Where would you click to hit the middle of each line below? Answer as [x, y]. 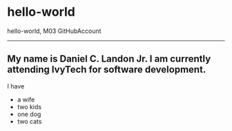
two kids [29, 106]
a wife [26, 99]
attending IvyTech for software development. [107, 70]
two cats [29, 121]
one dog [29, 114]
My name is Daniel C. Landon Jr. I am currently [109, 59]
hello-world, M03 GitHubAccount [54, 31]
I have [16, 86]
